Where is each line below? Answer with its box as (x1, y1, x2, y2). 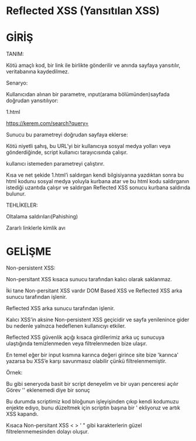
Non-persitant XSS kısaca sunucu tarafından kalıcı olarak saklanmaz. (6, 276, 173, 283)
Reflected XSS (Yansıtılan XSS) (6, 4, 160, 18)
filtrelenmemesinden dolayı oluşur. (6, 428, 89, 435)
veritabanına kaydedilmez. (6, 68, 70, 75)
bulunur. (6, 190, 26, 197)
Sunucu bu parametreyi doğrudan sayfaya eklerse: (6, 131, 128, 139)
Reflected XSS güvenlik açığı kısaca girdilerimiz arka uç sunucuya (6, 334, 165, 341)
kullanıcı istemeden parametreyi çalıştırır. (6, 160, 105, 167)
